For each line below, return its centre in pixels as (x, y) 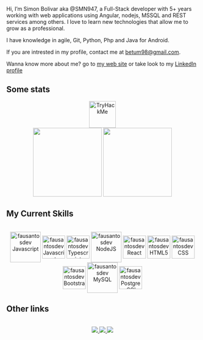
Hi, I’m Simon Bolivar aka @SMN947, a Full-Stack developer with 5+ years (99, 9)
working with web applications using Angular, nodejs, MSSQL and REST (96, 15)
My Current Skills (40, 214)
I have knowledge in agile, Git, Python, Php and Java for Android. (88, 40)
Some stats (28, 90)
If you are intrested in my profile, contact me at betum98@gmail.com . (94, 52)
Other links (28, 309)
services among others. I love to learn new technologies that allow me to (98, 22)
